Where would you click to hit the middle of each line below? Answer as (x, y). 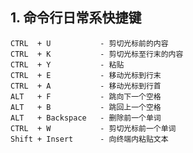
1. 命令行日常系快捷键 (76, 18)
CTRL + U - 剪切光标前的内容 (89, 43)
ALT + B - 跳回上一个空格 (86, 107)
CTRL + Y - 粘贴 (67, 64)
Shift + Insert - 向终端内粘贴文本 (89, 139)
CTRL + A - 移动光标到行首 (86, 86)
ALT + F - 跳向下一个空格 (86, 96)
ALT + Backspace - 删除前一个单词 (86, 118)
